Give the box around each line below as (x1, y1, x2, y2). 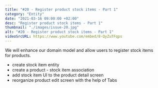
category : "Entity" (5, 12, 45, 16)
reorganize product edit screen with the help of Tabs (12, 77, 117, 83)
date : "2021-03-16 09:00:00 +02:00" (5, 16, 79, 21)
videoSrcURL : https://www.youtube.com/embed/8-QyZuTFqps (5, 34, 123, 39)
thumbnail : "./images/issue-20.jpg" (5, 25, 79, 30)
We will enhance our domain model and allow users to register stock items (5, 47, 154, 53)
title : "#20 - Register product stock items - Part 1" (5, 7, 118, 12)
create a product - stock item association (12, 67, 95, 73)
